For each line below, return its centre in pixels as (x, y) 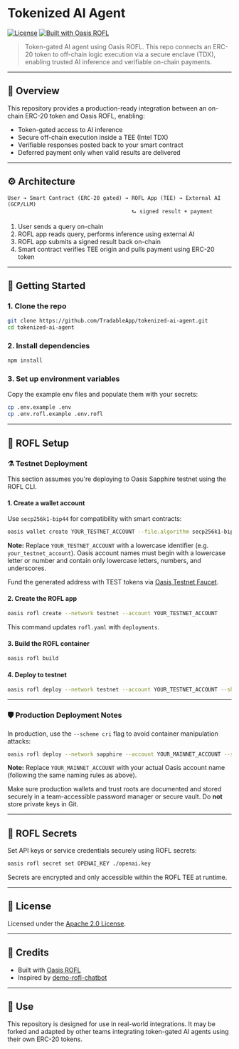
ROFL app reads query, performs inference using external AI (106, 234)
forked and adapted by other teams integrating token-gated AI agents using (118, 1031)
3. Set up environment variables (64, 379)
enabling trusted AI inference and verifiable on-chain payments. (118, 61)
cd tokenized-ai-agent (41, 328)
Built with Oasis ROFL (49, 970)
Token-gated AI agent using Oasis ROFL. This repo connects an (118, 46)
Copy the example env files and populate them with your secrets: (103, 395)
